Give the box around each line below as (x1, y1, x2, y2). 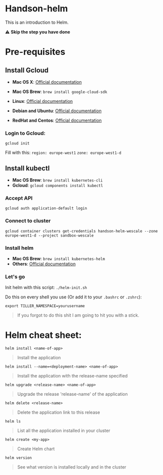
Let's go (5, 273, 25, 280)
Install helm (5, 244, 34, 251)
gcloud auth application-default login (5, 206, 87, 211)
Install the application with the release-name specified (17, 373, 128, 379)
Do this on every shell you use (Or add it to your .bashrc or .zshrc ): (5, 294, 142, 300)
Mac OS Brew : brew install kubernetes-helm (12, 255, 105, 261)
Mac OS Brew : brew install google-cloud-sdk (12, 89, 108, 95)
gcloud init (5, 141, 30, 146)
